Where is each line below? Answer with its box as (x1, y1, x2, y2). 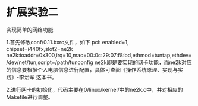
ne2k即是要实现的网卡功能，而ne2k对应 (94, 59, 192, 66)
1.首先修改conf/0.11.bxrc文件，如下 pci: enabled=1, (6, 38, 129, 46)
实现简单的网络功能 (6, 26, 54, 33)
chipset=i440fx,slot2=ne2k (6, 45, 73, 52)
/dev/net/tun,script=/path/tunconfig (6, 59, 93, 66)
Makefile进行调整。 (6, 93, 54, 101)
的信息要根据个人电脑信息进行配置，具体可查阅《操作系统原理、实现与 (6, 66, 178, 73)
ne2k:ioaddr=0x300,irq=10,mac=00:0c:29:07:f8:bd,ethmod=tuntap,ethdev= (6, 52, 192, 59)
